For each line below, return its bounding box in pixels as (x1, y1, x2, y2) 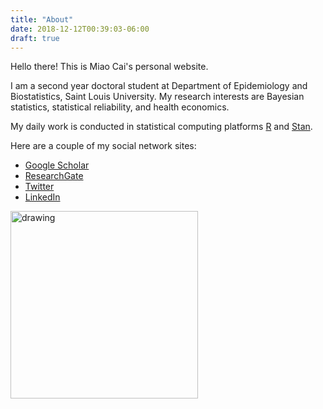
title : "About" (10, 14, 74, 25)
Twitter (24, 181, 55, 193)
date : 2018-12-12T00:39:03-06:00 (10, 24, 150, 34)
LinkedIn (24, 191, 61, 203)
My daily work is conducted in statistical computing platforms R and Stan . (10, 121, 313, 133)
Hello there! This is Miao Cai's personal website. (10, 61, 209, 73)
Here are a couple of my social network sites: (10, 140, 197, 152)
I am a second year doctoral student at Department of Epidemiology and (10, 80, 308, 92)
